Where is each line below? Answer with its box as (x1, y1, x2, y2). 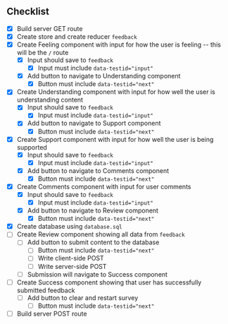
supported (16, 143, 47, 151)
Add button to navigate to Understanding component (27, 72, 181, 80)
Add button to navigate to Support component (27, 119, 161, 128)
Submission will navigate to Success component (27, 270, 168, 278)
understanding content (16, 95, 84, 104)
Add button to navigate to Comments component (27, 166, 170, 175)
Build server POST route (16, 309, 87, 318)
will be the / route (16, 49, 69, 56)
